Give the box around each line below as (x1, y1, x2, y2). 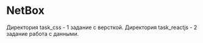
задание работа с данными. (6, 30, 79, 37)
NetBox (6, 4, 45, 18)
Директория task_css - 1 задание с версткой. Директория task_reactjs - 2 (6, 24, 198, 31)
